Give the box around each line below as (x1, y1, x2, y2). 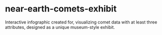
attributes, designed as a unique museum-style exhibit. (5, 24, 115, 30)
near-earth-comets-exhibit (5, 3, 117, 14)
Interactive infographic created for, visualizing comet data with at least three (5, 19, 158, 25)
